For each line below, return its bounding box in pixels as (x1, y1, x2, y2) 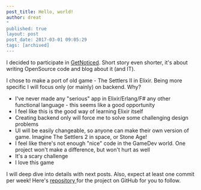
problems (14, 120, 39, 127)
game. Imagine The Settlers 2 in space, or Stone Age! (14, 133, 148, 140)
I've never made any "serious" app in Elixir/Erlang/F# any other (14, 94, 171, 102)
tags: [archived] (6, 43, 50, 49)
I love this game (14, 159, 55, 166)
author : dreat (6, 14, 42, 20)
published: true (6, 25, 47, 32)
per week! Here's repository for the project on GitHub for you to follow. (6, 177, 181, 184)
